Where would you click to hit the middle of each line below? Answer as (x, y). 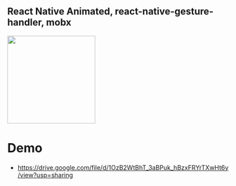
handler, (26, 23)
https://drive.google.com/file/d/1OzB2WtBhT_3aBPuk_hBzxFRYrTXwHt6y (123, 167)
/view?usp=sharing (45, 175)
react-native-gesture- (164, 12)
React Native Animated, (60, 12)
